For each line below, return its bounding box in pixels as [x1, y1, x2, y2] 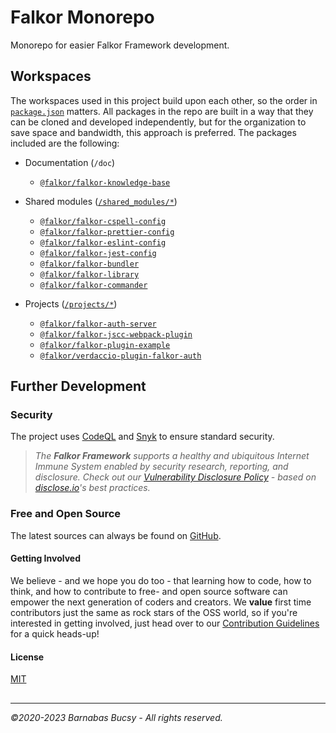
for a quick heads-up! [10, 627, 100, 640]
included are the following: [10, 137, 120, 149]
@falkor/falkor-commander [39, 280, 148, 290]
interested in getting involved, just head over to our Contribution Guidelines [10, 617, 320, 629]
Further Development [10, 378, 147, 395]
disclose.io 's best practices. [34, 482, 151, 494]
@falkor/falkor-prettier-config [39, 227, 175, 237]
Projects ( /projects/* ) [24, 297, 118, 310]
